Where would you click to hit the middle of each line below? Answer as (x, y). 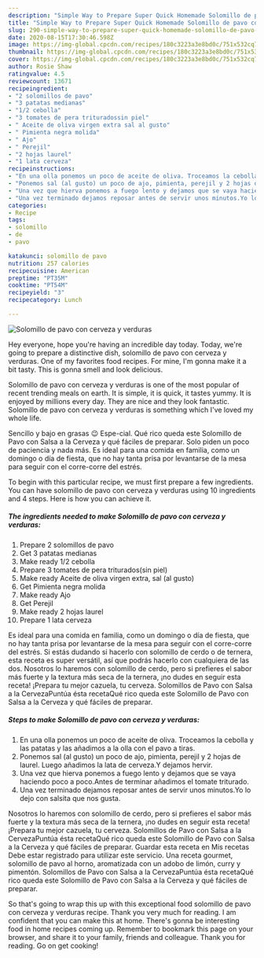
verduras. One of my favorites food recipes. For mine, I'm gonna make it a (127, 361)
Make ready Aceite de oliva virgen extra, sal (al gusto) (107, 578)
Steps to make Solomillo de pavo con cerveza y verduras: (104, 720)
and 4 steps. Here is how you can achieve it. (80, 498)
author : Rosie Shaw (40, 67)
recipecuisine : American (49, 271)
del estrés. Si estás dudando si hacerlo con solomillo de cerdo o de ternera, (130, 652)
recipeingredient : (38, 88)
